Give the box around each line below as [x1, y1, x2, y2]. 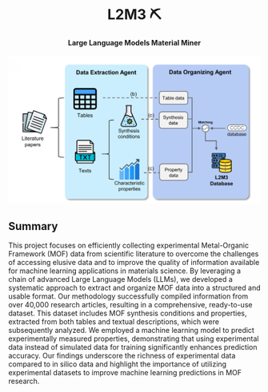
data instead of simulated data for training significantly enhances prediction [8, 343, 258, 351]
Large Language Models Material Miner [67, 38, 202, 47]
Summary [8, 220, 58, 233]
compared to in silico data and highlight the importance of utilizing [8, 359, 226, 369]
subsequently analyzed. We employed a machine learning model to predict [8, 326, 254, 335]
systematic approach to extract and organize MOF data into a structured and [8, 283, 261, 292]
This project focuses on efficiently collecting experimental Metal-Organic [8, 240, 250, 250]
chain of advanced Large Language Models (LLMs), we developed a [8, 275, 234, 283]
